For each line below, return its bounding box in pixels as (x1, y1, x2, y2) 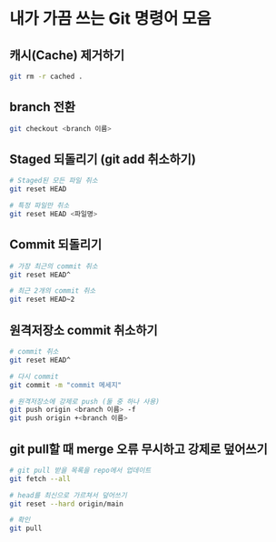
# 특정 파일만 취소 (9, 201, 70, 210)
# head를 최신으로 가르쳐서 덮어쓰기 (9, 490, 127, 500)
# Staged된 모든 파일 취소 (9, 176, 98, 186)
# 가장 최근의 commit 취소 (9, 261, 98, 271)
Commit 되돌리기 (9, 237, 103, 253)
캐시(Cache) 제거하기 (9, 47, 125, 63)
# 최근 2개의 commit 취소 (9, 286, 96, 296)
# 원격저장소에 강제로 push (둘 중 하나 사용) (9, 396, 161, 406)
